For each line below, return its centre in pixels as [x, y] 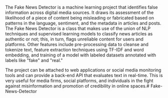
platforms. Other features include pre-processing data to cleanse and [77, 44]
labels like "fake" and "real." [34, 60]
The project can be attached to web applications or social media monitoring [83, 70]
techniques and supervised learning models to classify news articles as [79, 34]
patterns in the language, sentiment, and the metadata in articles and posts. [83, 23]
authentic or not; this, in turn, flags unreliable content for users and [74, 39]
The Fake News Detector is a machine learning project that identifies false [81, 7]
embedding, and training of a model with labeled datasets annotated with [81, 55]
